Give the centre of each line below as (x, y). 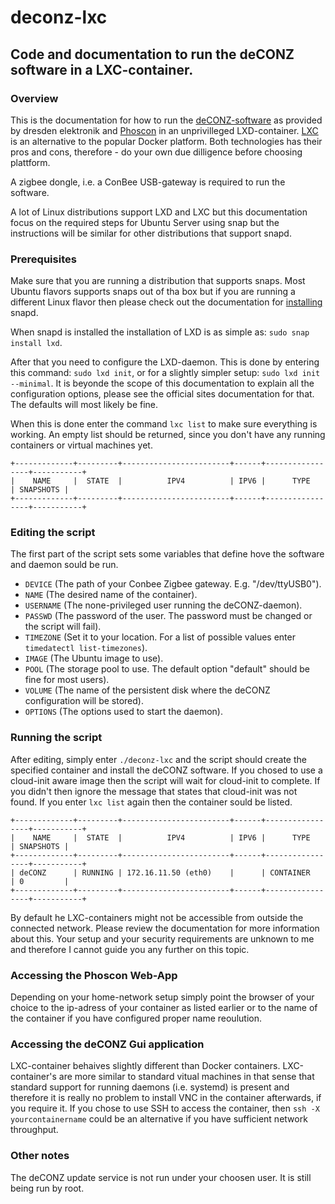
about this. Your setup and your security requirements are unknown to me (162, 938)
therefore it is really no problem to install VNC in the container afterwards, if (166, 1098)
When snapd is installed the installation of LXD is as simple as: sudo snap (160, 332)
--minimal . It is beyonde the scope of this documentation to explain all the (162, 383)
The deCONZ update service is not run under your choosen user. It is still (161, 1177)
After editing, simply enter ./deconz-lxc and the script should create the (158, 759)
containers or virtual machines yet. (81, 445)
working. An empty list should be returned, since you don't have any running (168, 435)
